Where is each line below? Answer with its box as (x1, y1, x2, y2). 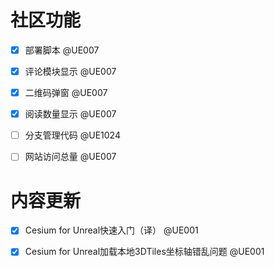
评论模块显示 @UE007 (24, 66, 117, 77)
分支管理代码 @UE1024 (24, 129, 121, 141)
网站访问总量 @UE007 (24, 151, 117, 163)
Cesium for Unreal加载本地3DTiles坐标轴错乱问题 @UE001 (24, 246, 265, 258)
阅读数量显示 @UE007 (24, 108, 117, 120)
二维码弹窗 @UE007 (24, 87, 108, 99)
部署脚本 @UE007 (24, 44, 100, 56)
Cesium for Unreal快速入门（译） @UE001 (24, 224, 199, 236)
